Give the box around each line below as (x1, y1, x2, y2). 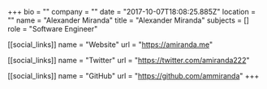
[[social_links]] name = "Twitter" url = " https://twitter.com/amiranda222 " (7, 56, 250, 65)
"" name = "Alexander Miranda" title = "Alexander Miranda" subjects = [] (7, 15, 249, 25)
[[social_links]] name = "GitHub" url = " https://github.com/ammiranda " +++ (7, 71, 260, 80)
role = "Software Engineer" (7, 24, 98, 33)
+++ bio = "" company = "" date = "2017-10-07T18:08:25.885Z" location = (7, 7, 256, 16)
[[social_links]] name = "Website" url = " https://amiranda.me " (7, 40, 213, 49)
